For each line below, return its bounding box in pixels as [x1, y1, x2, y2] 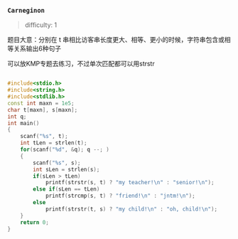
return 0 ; [20, 218, 50, 226]
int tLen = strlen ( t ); [20, 139, 87, 147]
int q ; [7, 113, 27, 120]
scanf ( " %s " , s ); [33, 159, 81, 166]
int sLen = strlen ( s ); [33, 166, 100, 173]
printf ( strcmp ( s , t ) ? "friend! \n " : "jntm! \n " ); [45, 192, 195, 200]
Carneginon [7, 6, 45, 14]
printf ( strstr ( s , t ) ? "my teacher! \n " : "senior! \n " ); [45, 179, 215, 186]
